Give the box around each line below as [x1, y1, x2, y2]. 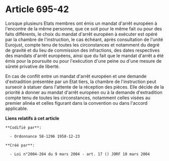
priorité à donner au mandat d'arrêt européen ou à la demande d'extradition [5, 89, 163, 95]
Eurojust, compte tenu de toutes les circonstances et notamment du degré [5, 42, 160, 48]
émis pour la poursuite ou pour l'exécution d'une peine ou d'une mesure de [5, 58, 162, 64]
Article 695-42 [5, 4, 69, 15]
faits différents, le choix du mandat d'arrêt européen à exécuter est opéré [5, 31, 158, 37]
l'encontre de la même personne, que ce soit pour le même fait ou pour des [5, 25, 162, 31]
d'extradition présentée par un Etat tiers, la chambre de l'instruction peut [5, 78, 156, 85]
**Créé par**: [5, 143, 35, 148]
